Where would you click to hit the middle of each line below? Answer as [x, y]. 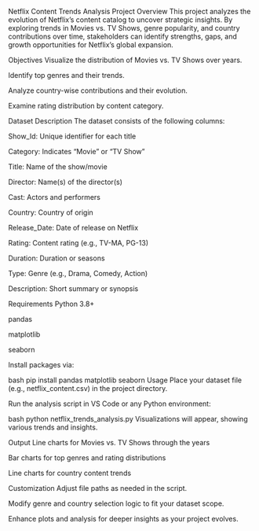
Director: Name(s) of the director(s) [66, 182]
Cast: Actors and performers [54, 197]
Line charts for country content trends [70, 473]
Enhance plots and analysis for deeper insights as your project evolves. [123, 519]
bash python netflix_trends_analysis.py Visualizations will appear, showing [128, 419]
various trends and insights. [53, 427]
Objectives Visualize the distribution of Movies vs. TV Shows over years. [125, 60]
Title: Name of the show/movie [58, 167]
